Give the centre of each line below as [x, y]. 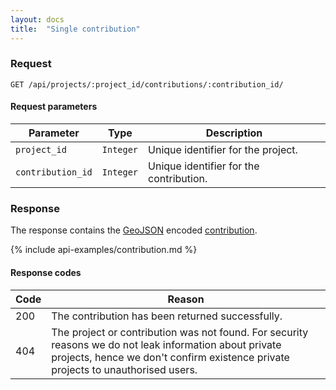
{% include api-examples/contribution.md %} [104, 250]
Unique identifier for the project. [223, 149]
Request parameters [54, 107]
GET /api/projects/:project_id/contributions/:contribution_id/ [147, 84]
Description [234, 133]
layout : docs [37, 19]
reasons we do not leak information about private [166, 344]
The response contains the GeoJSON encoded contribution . [134, 230]
